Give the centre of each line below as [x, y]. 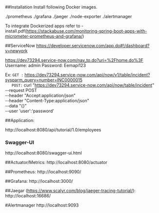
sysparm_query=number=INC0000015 [44, 80]
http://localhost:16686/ [28, 196]
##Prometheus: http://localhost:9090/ [43, 172]
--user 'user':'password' [30, 111]
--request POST [21, 90]
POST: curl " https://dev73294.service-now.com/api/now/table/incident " [83, 85]
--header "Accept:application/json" [40, 95]
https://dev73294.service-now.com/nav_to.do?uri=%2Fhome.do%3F [74, 60]
